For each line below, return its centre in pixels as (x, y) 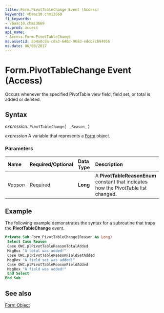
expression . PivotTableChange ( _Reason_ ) (47, 126)
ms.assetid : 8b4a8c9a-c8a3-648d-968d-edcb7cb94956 (58, 42)
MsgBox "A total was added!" (37, 251)
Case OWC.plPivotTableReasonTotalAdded (48, 246)
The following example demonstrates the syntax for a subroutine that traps (80, 223)
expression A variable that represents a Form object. (58, 136)
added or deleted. (23, 99)
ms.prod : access (21, 28)
